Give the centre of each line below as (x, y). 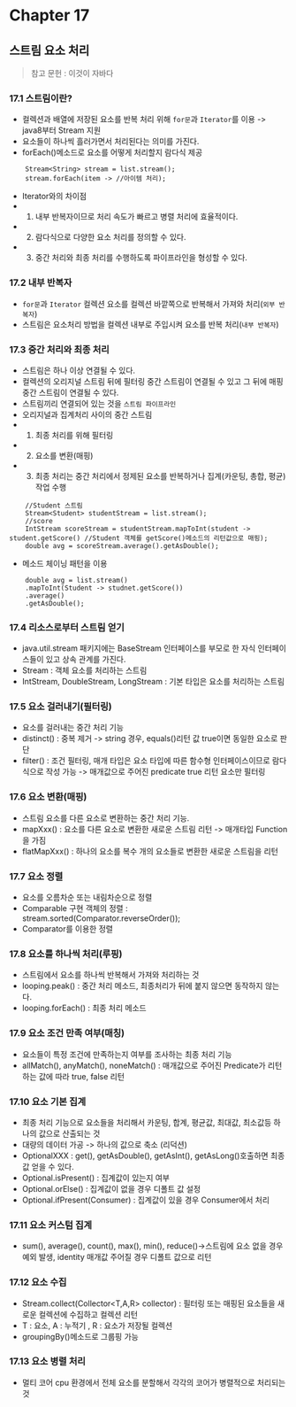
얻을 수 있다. (53, 1166)
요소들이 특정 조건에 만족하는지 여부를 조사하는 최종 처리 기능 (127, 1054)
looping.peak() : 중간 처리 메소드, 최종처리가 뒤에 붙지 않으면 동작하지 (142, 986)
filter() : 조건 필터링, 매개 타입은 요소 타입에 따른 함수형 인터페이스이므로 (146, 761)
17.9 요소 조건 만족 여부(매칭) (67, 1033)
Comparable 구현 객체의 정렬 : (75, 908)
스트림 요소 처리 (49, 50)
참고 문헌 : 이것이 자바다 (72, 73)
